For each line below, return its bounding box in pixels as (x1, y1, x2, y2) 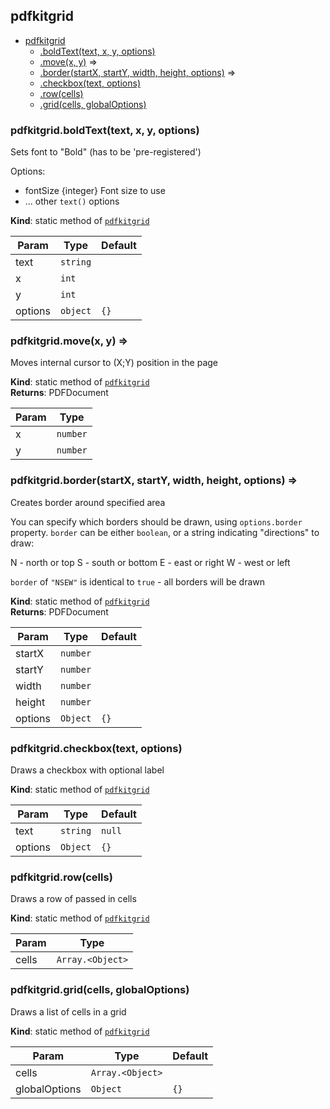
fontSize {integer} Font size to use (24, 185, 166, 197)
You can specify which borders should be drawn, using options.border (10, 515, 303, 528)
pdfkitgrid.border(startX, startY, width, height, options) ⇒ (10, 474, 298, 488)
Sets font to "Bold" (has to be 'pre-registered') (10, 146, 202, 158)
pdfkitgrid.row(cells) (10, 870, 113, 884)
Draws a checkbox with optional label (10, 764, 165, 776)
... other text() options (24, 195, 120, 208)
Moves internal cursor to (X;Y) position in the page (10, 357, 219, 369)
